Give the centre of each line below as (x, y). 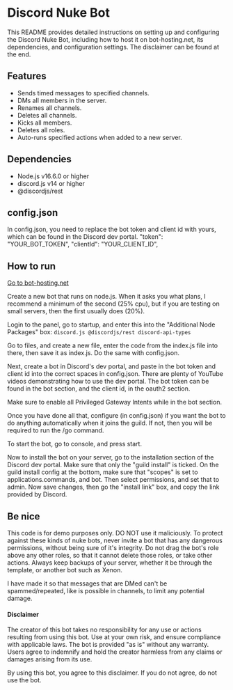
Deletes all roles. (41, 130)
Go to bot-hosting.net (38, 283)
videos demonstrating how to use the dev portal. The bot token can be (108, 382)
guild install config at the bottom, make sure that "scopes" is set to (103, 472)
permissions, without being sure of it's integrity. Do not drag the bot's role (113, 548)
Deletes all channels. (47, 115)
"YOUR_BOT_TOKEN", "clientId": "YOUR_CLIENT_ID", (83, 244)
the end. (19, 54)
